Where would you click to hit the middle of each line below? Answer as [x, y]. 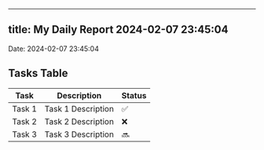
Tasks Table [38, 73]
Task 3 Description [79, 134]
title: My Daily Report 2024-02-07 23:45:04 [118, 29]
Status [134, 95]
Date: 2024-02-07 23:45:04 [54, 49]
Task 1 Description [79, 108]
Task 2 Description [79, 121]
